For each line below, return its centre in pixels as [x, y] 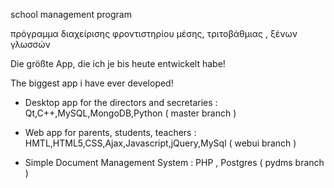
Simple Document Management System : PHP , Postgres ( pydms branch [174, 162]
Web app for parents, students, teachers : [110, 132]
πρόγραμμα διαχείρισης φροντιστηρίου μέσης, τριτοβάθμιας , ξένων [154, 33]
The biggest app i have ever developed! [92, 83]
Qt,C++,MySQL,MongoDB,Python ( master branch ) [130, 113]
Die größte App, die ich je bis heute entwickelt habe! [118, 63]
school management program [71, 14]
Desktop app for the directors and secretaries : [121, 102]
